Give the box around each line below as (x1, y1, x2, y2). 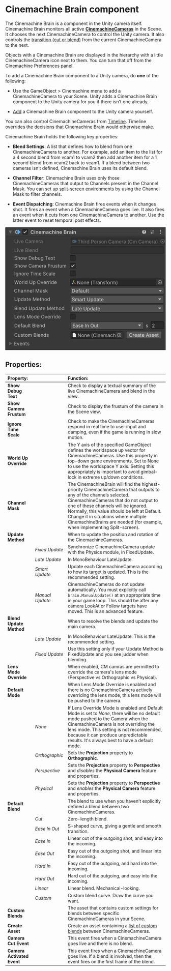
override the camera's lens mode (68, 669, 137, 675)
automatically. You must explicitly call (68, 586, 146, 593)
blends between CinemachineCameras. (68, 928, 150, 934)
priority (68, 486, 83, 492)
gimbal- (140, 468, 158, 475)
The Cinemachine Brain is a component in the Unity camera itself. (5, 20, 142, 26)
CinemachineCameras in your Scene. (68, 916, 146, 922)
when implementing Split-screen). (68, 524, 140, 530)
